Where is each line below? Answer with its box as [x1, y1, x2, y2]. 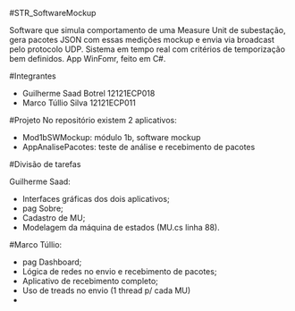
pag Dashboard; [21, 256, 82, 267]
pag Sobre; [21, 203, 64, 214]
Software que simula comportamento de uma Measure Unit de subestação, [9, 25, 286, 35]
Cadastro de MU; [21, 213, 86, 223]
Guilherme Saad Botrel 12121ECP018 [21, 88, 156, 98]
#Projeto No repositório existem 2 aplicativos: [9, 115, 177, 125]
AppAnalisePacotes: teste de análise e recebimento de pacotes [21, 142, 256, 152]
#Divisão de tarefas [9, 159, 81, 169]
